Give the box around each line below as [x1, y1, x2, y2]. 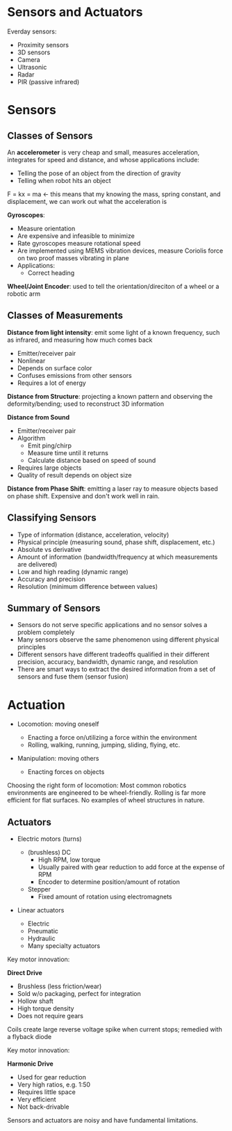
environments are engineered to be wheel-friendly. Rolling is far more [7, 789, 206, 797]
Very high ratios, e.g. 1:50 [17, 1080, 91, 1089]
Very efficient [17, 1096, 56, 1104]
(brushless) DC [27, 848, 72, 857]
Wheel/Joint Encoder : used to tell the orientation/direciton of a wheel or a [7, 282, 219, 290]
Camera [17, 55, 40, 63]
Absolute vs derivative [17, 545, 82, 553]
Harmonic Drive [7, 1059, 53, 1068]
